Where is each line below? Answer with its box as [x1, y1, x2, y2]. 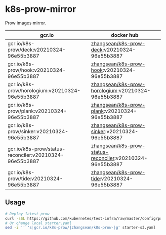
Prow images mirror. [5, 20, 46, 26]
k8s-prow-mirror [5, 3, 77, 15]
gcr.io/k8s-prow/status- [7, 145, 66, 152]
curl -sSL [5, 216, 26, 221]
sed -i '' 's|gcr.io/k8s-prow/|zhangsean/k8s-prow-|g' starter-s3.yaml [5, 225, 156, 230]
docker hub [111, 31, 139, 38]
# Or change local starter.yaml [5, 221, 72, 226]
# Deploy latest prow [5, 211, 50, 216]
